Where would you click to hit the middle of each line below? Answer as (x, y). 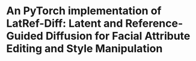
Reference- (154, 23)
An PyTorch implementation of (84, 11)
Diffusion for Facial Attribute (118, 36)
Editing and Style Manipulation (84, 49)
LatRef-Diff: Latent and (65, 23)
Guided (25, 36)
